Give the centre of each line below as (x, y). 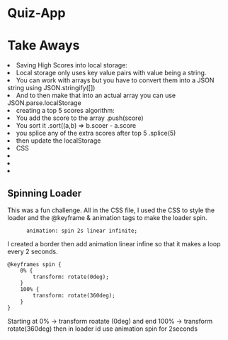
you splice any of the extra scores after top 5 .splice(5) (96, 133)
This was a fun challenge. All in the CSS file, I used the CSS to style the (111, 210)
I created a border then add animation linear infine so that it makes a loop (114, 243)
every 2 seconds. (33, 251)
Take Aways (44, 46)
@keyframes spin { (34, 264)
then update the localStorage (59, 141)
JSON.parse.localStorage (44, 103)
